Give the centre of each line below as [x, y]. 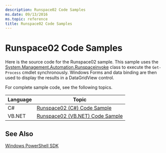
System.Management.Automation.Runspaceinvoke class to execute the [78, 67]
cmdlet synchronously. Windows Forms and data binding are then [89, 73]
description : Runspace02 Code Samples [45, 10]
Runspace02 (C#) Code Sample [74, 108]
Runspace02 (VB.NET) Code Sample [80, 116]
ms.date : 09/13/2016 [27, 14]
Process [13, 73]
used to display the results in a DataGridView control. [60, 78]
